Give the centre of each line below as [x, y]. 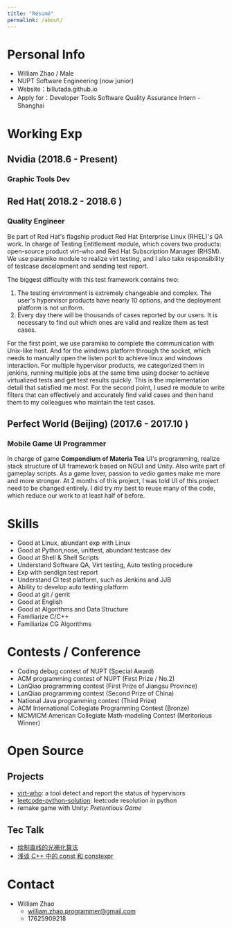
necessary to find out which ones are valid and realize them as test [113, 322]
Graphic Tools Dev [39, 179]
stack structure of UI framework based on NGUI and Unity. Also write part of [116, 466]
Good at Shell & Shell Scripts [58, 558]
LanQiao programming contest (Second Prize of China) [96, 693]
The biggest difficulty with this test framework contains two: [93, 279]
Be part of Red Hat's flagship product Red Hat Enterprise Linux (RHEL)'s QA [115, 236]
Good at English [40, 602]
